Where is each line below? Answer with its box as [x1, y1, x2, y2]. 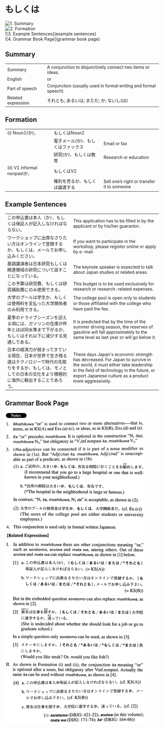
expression [7, 100, 30, 106]
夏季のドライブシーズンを [7, 314, 59, 320]
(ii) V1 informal [7, 165, 38, 171]
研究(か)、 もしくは [53, 152, 92, 157]
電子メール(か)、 [53, 137, 87, 144]
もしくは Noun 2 [53, 130, 84, 136]
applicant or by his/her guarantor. [73, 223, 141, 229]
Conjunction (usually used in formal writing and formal [47, 83, 156, 88]
